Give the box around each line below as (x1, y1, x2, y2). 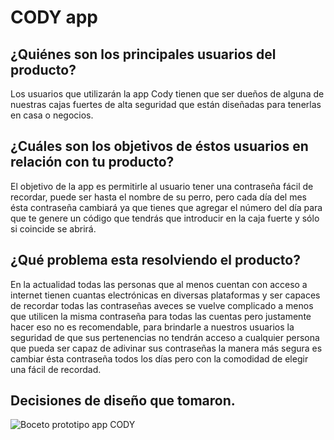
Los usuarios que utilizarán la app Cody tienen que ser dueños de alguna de (10, 88, 325, 100)
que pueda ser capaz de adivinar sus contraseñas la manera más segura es (10, 342, 323, 354)
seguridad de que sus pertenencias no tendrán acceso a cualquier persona (10, 331, 320, 343)
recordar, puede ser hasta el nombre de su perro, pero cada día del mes (10, 191, 307, 203)
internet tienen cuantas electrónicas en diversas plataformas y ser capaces (10, 289, 321, 301)
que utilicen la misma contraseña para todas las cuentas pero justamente (10, 310, 312, 322)
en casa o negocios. (10, 109, 94, 121)
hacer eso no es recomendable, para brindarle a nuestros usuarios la (10, 321, 295, 333)
